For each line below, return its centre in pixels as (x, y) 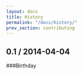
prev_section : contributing (41, 28)
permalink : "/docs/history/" (42, 22)
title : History (25, 17)
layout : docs (22, 11)
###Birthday (21, 66)
